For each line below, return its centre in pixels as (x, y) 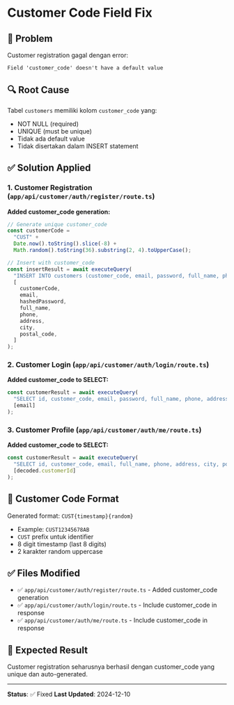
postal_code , (39, 334)
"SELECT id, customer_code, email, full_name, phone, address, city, (116, 464)
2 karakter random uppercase (60, 551)
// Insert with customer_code (51, 262)
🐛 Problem (30, 39)
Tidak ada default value (51, 138)
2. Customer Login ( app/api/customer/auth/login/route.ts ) (108, 365)
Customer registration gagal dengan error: (68, 55)
